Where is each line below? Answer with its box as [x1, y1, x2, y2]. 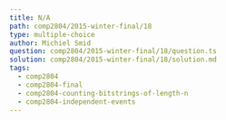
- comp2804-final [17, 80, 84, 89]
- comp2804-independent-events [17, 97, 136, 106]
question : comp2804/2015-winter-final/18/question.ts [9, 47, 218, 56]
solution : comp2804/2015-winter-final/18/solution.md [9, 55, 218, 64]
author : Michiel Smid [9, 38, 92, 48]
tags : [9, 64, 30, 73]
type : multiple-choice [9, 30, 95, 39]
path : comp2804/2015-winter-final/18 [9, 22, 152, 31]
